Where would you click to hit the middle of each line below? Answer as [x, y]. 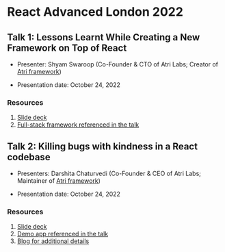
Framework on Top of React [67, 48]
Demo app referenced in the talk [63, 234]
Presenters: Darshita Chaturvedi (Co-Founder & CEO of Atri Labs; [109, 174]
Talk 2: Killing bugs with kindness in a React [103, 146]
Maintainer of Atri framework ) [59, 181]
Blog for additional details [53, 241]
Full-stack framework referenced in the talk [78, 125]
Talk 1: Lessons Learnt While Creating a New [104, 37]
